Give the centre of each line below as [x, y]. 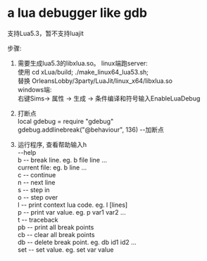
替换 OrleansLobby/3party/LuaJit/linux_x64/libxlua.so [95, 81]
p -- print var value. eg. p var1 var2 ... [71, 212]
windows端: [34, 89]
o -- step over [38, 197]
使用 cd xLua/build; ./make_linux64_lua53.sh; [83, 72]
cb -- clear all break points [56, 234]
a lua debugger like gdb [77, 13]
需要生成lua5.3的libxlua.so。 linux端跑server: [82, 63]
